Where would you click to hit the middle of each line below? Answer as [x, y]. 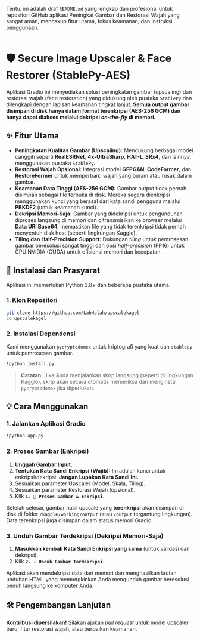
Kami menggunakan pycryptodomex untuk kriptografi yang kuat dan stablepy [99, 346]
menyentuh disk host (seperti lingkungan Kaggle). [76, 233]
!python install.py [30, 363]
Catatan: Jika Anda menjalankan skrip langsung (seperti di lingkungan [107, 375]
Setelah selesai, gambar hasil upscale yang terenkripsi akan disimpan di [95, 507]
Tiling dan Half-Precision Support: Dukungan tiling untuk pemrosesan [101, 239]
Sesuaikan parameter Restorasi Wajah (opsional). [75, 489]
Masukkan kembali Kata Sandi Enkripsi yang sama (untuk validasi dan [102, 548]
